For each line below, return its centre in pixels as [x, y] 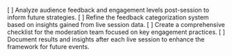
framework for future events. [48, 47]
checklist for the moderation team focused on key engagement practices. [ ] [116, 32]
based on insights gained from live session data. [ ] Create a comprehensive [116, 25]
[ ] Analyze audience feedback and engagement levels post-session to [108, 10]
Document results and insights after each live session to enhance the [106, 39]
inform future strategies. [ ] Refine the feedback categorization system [108, 17]
